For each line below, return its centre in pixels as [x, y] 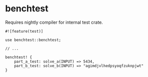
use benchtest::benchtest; [33, 40]
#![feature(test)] [24, 31]
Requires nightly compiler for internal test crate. [54, 22]
